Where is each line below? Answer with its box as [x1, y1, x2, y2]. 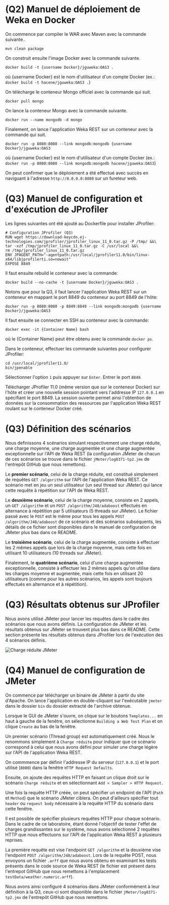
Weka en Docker [5, 14, 76, 26]
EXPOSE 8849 [5, 261, 30, 266]
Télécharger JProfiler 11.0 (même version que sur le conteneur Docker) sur [5, 383, 160, 390]
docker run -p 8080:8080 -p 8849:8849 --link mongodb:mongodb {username [5, 304, 161, 309]
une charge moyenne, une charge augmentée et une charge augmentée [5, 445, 155, 451]
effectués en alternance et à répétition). [5, 581, 88, 587]
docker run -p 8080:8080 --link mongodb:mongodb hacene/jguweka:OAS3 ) [5, 160, 156, 166]
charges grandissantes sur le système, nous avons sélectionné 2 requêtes [5, 826, 160, 832]
